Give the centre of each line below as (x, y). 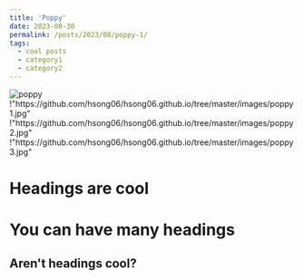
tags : (20, 43)
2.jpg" (21, 132)
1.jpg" (20, 113)
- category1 (40, 60)
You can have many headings (122, 230)
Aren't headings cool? (73, 263)
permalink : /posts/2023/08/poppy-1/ (78, 34)
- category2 (40, 69)
